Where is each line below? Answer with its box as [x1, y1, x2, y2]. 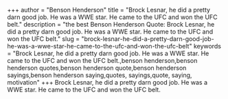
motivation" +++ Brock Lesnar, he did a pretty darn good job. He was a [7, 79, 208, 86]
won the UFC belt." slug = [7, 35, 80, 43]
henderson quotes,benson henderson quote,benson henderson [7, 64, 187, 72]
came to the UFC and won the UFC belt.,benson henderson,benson [7, 57, 198, 64]
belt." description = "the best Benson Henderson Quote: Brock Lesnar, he [7, 20, 215, 28]
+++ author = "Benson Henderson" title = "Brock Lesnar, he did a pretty [7, 6, 211, 14]
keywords [193, 42, 222, 50]
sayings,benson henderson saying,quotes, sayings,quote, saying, [7, 71, 192, 79]
